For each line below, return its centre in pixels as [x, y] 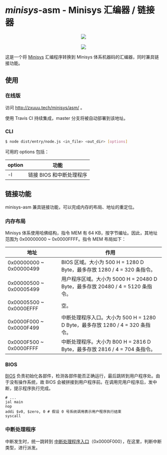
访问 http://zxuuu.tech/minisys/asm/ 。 [45, 107]
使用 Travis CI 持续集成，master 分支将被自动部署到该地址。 [67, 118]
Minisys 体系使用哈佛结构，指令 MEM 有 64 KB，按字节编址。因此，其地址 [82, 233]
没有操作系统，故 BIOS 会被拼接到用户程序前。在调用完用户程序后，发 [81, 382]
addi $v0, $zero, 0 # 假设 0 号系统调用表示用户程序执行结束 [63, 412]
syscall [13, 416]
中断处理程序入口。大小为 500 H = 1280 [109, 317]
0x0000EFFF [23, 308]
